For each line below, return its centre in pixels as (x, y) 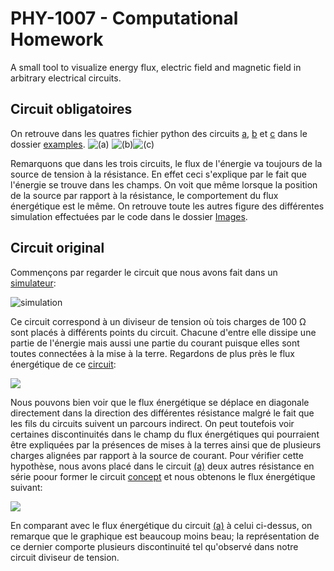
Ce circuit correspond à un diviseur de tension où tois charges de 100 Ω (158, 321)
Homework (57, 39)
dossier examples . (48, 144)
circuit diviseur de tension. (65, 557)
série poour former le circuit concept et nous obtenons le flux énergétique (163, 476)
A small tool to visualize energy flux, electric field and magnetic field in (156, 67)
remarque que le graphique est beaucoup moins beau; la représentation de (165, 536)
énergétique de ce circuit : (63, 364)
